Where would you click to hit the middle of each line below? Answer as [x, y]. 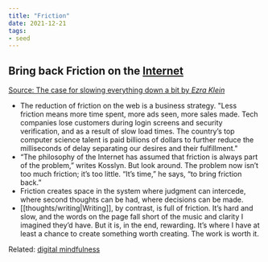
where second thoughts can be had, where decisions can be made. [132, 200]
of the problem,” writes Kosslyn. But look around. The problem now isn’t [139, 166]
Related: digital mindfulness [54, 249]
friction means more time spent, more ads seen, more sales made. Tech [139, 114]
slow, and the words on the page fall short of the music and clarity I [132, 217]
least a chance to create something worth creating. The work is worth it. [139, 234]
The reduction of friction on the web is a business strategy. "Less [128, 106]
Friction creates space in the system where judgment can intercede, [133, 191]
